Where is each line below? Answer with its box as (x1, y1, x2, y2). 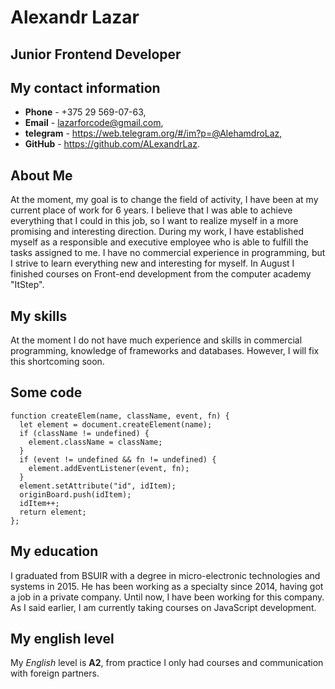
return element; (19, 507, 87, 517)
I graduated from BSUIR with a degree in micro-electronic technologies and (10, 569, 321, 581)
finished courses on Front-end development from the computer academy (10, 268, 312, 280)
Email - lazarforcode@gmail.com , (24, 117, 164, 129)
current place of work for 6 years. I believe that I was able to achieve (10, 204, 293, 216)
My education (10, 543, 99, 560)
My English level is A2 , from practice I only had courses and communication (10, 657, 324, 669)
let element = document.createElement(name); (19, 419, 213, 430)
